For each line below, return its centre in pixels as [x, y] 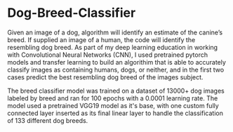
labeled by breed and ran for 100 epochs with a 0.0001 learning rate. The [113, 98]
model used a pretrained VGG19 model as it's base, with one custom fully [113, 105]
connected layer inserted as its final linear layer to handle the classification [115, 113]
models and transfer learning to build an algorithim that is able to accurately [117, 62]
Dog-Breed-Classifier [72, 13]
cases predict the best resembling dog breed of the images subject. [105, 77]
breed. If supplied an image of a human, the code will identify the [101, 39]
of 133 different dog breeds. [48, 120]
